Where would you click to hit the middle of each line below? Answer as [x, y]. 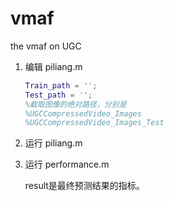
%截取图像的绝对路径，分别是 [75, 104]
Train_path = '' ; [61, 85]
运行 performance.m [67, 164]
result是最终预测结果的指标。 [84, 186]
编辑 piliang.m [53, 66]
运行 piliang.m [53, 143]
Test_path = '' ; [58, 95]
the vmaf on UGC [46, 46]
